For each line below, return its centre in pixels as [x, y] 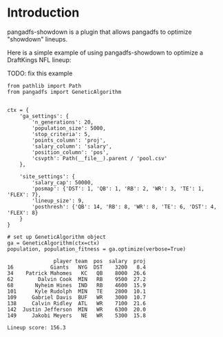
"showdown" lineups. [37, 39]
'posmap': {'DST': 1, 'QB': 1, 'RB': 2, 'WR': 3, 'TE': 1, [118, 189]
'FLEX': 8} [23, 213]
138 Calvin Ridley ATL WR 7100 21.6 [77, 303]
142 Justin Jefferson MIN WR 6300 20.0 [77, 309]
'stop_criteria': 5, [61, 134]
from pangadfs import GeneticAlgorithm [64, 92]
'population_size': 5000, [69, 128]
